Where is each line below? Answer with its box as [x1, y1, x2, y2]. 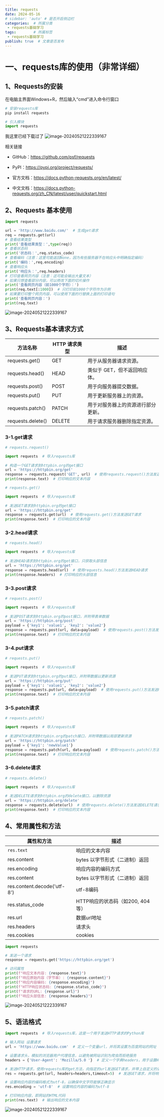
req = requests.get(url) [5, 232, 56, 237]
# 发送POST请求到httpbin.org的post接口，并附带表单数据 [5, 614, 109, 619]
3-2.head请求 [5, 529, 38, 536]
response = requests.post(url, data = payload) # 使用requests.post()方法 [5, 628, 155, 633]
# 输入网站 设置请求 [5, 1040, 41, 1045]
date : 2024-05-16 [5, 12, 41, 17]
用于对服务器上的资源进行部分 [87, 401, 156, 408]
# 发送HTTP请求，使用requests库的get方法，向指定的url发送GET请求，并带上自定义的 [5, 1066, 157, 1072]
